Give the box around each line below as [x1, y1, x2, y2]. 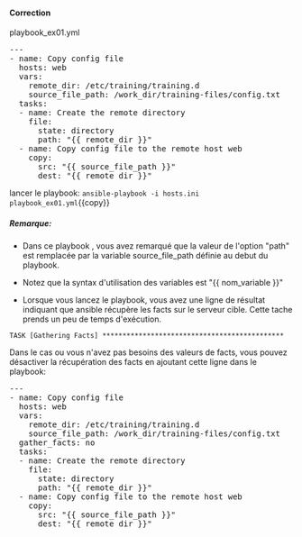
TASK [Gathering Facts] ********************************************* [9, 332, 284, 341]
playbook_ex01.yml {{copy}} [9, 197, 110, 208]
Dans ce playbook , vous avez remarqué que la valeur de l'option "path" [22, 241, 290, 251]
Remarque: [9, 217, 52, 229]
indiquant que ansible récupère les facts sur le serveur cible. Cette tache [22, 305, 293, 315]
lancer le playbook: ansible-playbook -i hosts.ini [9, 187, 200, 198]
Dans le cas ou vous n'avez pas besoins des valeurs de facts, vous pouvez [9, 347, 288, 358]
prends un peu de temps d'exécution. [22, 314, 162, 324]
